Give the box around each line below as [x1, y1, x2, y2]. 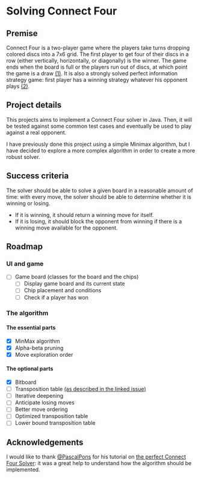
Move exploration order [14, 351, 73, 358]
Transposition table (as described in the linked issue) [14, 386, 146, 393]
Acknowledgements [6, 437, 84, 447]
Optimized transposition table [14, 413, 88, 420]
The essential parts [6, 324, 56, 331]
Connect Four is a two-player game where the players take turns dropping [6, 44, 190, 51]
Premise [6, 28, 38, 39]
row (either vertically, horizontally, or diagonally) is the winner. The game [6, 57, 187, 64]
